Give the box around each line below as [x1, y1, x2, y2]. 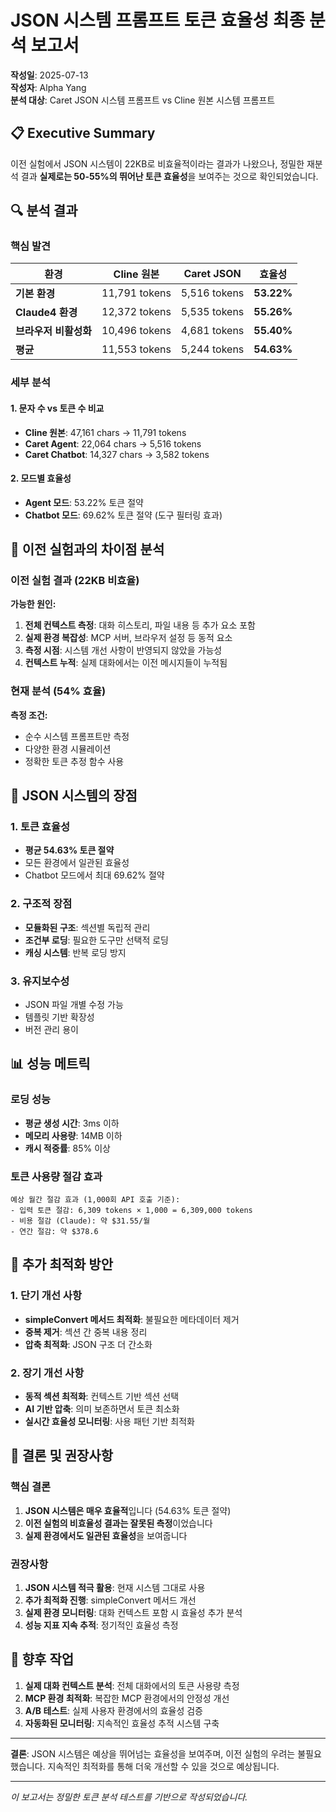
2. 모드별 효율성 [10, 472, 72, 485]
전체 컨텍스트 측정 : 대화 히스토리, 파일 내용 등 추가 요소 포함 [24, 619, 256, 631]
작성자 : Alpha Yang [10, 81, 87, 93]
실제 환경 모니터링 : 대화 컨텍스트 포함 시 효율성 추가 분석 [24, 1606, 243, 1618]
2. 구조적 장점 [10, 897, 73, 911]
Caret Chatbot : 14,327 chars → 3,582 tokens [24, 448, 210, 460]
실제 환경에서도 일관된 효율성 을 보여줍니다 [24, 1529, 188, 1541]
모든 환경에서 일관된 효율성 [24, 857, 130, 869]
